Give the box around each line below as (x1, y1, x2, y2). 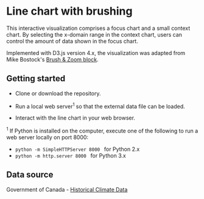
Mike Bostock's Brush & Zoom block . (6, 56, 99, 63)
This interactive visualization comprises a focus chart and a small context (6, 24, 191, 32)
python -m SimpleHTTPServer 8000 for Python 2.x (15, 145, 140, 153)
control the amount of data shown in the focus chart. (6, 37, 138, 45)
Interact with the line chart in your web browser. (15, 114, 136, 121)
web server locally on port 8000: (6, 134, 89, 141)
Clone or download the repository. (15, 90, 102, 97)
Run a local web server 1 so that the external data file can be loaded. (15, 101, 186, 110)
